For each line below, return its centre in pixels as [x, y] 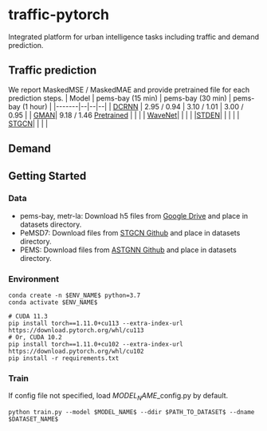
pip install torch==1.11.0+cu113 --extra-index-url [96, 324]
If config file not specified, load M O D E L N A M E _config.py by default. [118, 397]
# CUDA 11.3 [28, 317]
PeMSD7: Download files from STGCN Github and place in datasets [130, 232]
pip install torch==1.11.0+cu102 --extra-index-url [96, 345]
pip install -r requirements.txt [64, 358]
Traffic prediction [53, 71]
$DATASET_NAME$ [33, 419]
